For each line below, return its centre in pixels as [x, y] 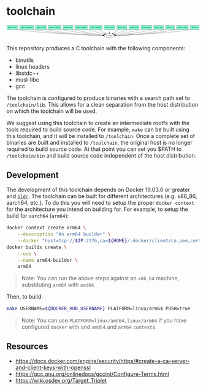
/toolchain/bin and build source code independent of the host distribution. [101, 156]
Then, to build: [25, 297]
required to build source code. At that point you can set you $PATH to [94, 149]
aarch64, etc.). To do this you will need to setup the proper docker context [101, 203]
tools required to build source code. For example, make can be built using [98, 129]
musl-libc [27, 80]
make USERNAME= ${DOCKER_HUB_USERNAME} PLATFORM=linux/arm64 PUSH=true [98, 309]
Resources [27, 346]
